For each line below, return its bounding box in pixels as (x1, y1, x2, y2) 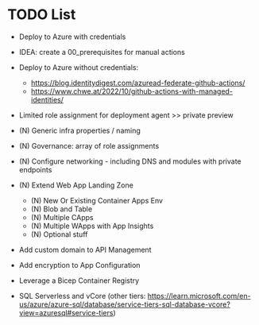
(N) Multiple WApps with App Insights (30, 221, 154, 230)
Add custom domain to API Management (18, 245, 152, 254)
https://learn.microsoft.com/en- (147, 291, 251, 300)
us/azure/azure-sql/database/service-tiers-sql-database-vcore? (18, 300, 231, 309)
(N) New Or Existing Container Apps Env (30, 195, 164, 205)
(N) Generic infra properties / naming (18, 126, 141, 135)
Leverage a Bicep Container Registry (18, 276, 140, 285)
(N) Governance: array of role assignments (18, 141, 160, 150)
